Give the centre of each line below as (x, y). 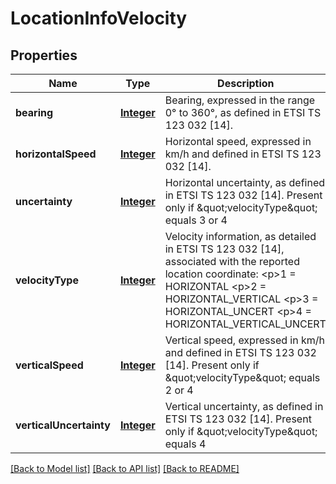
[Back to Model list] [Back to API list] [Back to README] (125, 468)
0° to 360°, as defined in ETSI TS (243, 112)
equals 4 (185, 444)
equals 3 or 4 (196, 220)
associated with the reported (232, 261)
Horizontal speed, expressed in (238, 141)
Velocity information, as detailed (240, 236)
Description (246, 83)
